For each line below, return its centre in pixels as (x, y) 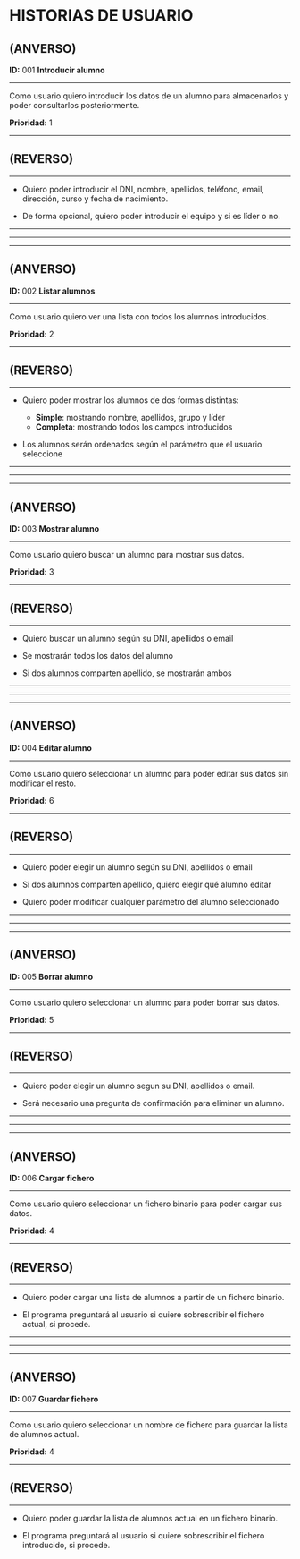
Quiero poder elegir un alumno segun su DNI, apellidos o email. (138, 1086)
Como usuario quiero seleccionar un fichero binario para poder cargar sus (146, 1204)
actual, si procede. (56, 1324)
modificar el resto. (43, 783)
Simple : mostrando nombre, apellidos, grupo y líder (130, 418)
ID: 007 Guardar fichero (54, 1399)
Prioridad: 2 (32, 334)
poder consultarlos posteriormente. (75, 105)
